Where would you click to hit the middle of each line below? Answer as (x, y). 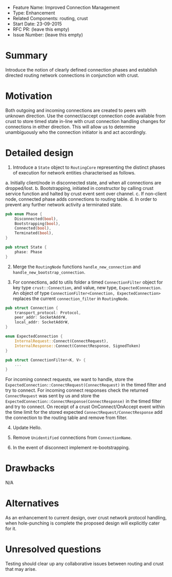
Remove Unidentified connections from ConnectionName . (72, 438)
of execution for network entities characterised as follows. (74, 172)
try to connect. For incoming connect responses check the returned (77, 390)
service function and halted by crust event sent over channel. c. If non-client (86, 194)
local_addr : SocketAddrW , (42, 322)
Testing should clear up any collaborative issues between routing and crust (84, 564)
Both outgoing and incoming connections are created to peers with (76, 110)
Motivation (29, 96)
